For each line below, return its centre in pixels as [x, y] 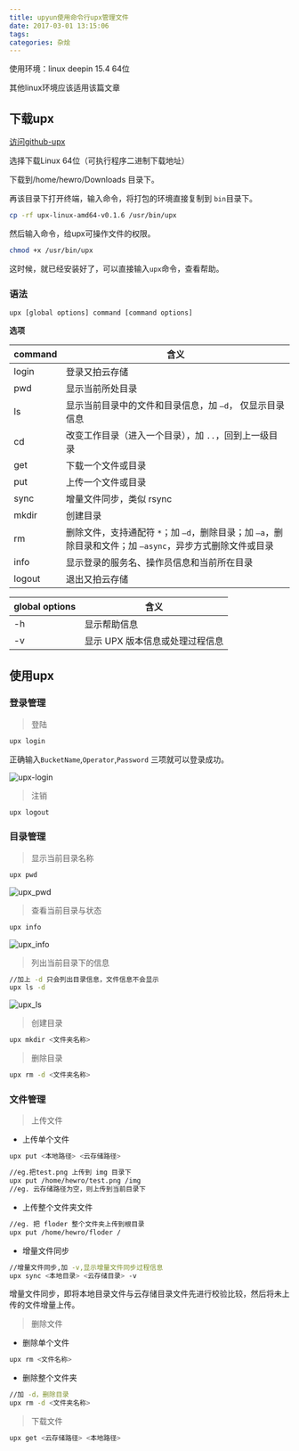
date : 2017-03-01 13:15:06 [59, 26]
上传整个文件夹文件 [57, 1207]
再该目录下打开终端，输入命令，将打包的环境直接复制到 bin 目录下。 [133, 199]
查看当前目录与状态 [66, 910]
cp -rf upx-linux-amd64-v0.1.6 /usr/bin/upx [93, 216]
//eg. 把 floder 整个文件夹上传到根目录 [77, 1224]
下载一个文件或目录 [106, 466]
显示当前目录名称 [62, 857]
